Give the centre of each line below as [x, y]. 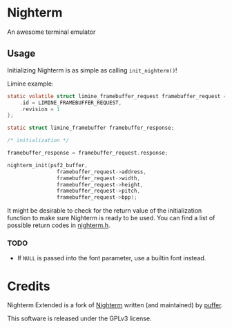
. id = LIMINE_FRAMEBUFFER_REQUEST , [71, 103]
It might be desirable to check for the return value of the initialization [105, 211]
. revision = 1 [40, 109]
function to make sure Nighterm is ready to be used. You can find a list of [111, 218]
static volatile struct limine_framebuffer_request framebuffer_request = [117, 96]
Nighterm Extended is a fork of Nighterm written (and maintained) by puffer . [115, 305]
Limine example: [30, 84]
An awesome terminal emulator [51, 32]
